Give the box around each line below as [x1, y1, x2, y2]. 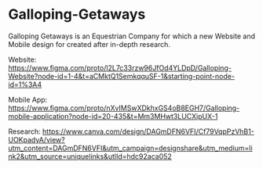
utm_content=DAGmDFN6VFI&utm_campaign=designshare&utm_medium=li [8, 143, 253, 153]
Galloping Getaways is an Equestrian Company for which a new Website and [8, 31, 255, 41]
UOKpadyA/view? [8, 135, 65, 144]
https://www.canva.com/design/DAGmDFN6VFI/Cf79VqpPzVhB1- [42, 127, 255, 136]
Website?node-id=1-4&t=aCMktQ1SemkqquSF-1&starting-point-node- [8, 71, 236, 81]
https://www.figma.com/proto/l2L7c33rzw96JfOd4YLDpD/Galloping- [8, 63, 232, 72]
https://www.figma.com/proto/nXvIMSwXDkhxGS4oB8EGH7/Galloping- [8, 103, 240, 113]
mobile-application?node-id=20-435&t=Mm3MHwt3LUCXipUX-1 [8, 111, 218, 120]
